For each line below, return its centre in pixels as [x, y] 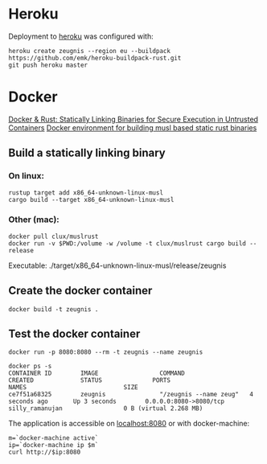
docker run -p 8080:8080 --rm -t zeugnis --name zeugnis [106, 352]
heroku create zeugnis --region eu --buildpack [90, 51]
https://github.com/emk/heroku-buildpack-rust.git [95, 58]
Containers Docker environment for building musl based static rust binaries [133, 127]
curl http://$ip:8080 [45, 452]
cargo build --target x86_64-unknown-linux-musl [91, 199]
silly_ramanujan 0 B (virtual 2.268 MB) [106, 409]
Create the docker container [80, 291]
